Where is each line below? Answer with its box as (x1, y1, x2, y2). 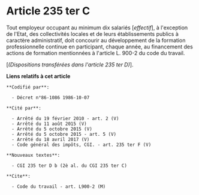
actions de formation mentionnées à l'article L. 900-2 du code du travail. (6, 49, 185, 56)
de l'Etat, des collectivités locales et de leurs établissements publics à (6, 30, 179, 37)
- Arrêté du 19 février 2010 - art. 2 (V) (11, 115, 119, 121)
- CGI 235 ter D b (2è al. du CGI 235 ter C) (11, 163, 128, 169)
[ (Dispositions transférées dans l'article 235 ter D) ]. (6, 61, 134, 68)
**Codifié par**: (6, 84, 50, 90)
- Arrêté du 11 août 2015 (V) (11, 121, 87, 127)
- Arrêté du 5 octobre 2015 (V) (11, 126, 93, 132)
